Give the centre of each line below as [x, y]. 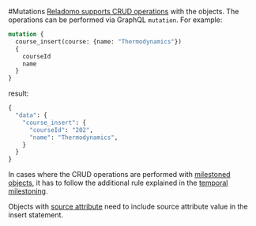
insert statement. [36, 215]
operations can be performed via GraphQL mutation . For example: [115, 20]
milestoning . [28, 191]
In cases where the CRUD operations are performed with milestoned [119, 175]
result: [19, 93]
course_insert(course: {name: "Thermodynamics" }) [98, 41]
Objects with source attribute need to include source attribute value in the [128, 207]
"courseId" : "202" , [61, 130]
